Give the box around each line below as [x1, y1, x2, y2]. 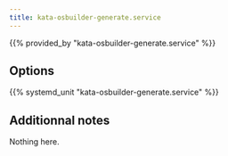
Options [9, 63, 55, 78]
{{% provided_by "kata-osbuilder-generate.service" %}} [9, 37, 216, 48]
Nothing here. [9, 136, 60, 147]
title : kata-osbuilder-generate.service [9, 12, 162, 22]
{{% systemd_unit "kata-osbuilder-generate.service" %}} [9, 86, 220, 98]
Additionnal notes [9, 112, 110, 127]
